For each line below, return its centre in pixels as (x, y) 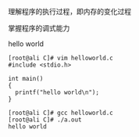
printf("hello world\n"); (57, 92)
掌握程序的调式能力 (39, 28)
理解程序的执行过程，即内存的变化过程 (69, 11)
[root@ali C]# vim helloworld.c (61, 58)
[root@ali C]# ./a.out (45, 120)
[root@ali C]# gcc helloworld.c (61, 113)
